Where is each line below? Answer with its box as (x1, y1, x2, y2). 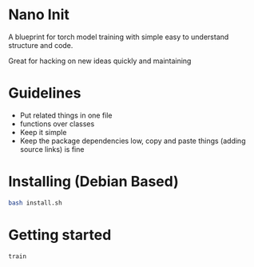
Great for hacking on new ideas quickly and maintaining (8, 56, 192, 66)
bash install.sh (8, 198, 62, 207)
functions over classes (19, 118, 95, 129)
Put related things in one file (19, 110, 113, 120)
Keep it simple (19, 127, 67, 137)
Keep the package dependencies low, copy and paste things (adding (19, 136, 246, 145)
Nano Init (8, 6, 69, 24)
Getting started (8, 225, 112, 244)
